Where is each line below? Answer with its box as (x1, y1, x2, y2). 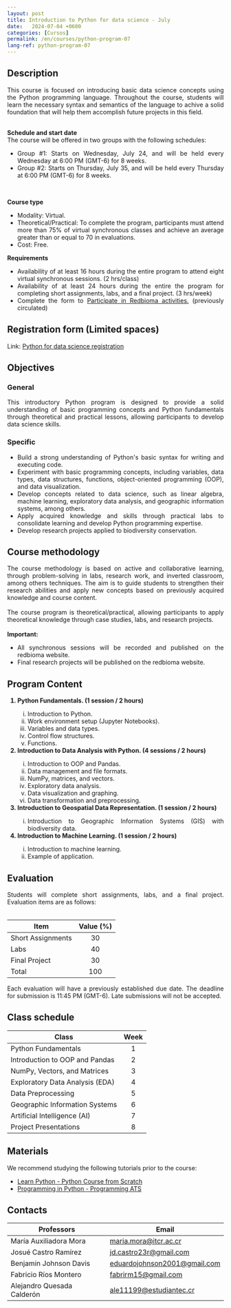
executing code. (16, 460, 63, 468)
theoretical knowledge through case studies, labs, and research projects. (7, 616, 214, 624)
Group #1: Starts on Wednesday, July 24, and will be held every (16, 149, 224, 157)
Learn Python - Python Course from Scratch (16, 1177, 143, 1185)
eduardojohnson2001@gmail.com (109, 1258, 221, 1268)
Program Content (7, 678, 82, 689)
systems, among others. (16, 504, 86, 512)
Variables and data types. (27, 725, 100, 733)
